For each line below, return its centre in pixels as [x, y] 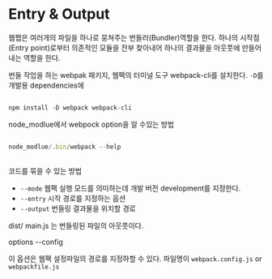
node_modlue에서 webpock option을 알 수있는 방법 [91, 124]
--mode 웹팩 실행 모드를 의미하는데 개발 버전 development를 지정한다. [130, 188]
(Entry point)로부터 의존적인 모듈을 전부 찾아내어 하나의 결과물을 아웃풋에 [124, 47]
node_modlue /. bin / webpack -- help [65, 147]
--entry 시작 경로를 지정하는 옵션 [73, 198]
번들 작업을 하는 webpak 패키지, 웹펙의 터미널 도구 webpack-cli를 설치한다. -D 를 [136, 75]
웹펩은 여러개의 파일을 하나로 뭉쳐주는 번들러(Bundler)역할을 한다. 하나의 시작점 [134, 37]
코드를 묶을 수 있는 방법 [45, 170]
